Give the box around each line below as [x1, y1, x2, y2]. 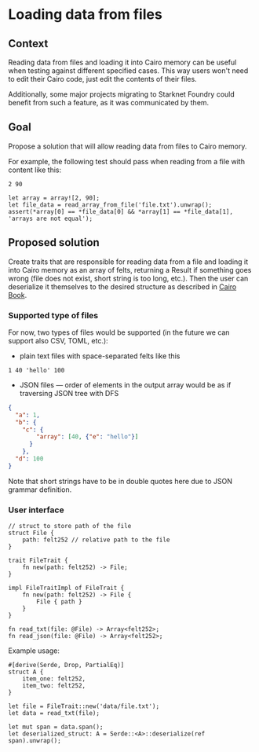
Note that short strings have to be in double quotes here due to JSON [8, 476, 233, 486]
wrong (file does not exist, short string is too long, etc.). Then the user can [8, 273, 249, 283]
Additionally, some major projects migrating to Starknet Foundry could [8, 90, 235, 99]
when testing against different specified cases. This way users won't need [8, 66, 249, 75]
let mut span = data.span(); [8, 723, 104, 732]
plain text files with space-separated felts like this [19, 351, 181, 361]
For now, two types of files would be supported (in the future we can [8, 328, 230, 337]
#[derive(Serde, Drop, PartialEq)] [8, 662, 125, 669]
